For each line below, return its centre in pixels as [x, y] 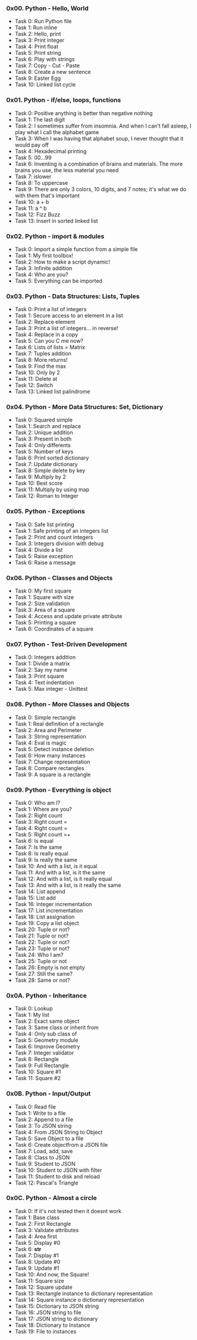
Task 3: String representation [50, 736]
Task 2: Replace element [45, 322]
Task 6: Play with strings [45, 59]
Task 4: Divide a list [39, 550]
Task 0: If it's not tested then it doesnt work [68, 1211]
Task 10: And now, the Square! [52, 1274]
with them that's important [47, 196]
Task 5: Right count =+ [43, 834]
